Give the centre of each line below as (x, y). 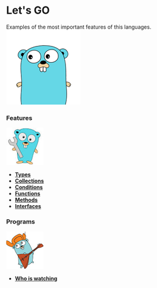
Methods (26, 200)
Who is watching (36, 278)
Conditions (29, 187)
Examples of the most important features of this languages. (79, 27)
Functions (27, 194)
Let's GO (28, 10)
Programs (21, 222)
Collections (29, 181)
